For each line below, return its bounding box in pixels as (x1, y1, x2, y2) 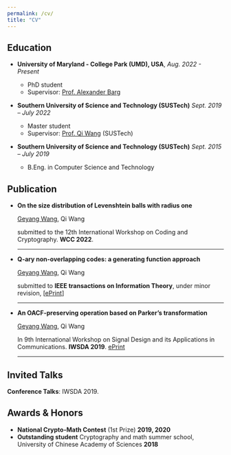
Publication (7, 183, 57, 195)
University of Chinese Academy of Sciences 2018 (16, 440, 159, 448)
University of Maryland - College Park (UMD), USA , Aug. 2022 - (16, 60, 201, 69)
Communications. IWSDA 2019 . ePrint (16, 343, 125, 351)
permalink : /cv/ (7, 10, 54, 17)
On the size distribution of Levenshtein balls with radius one (16, 201, 192, 210)
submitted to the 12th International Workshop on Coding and (16, 228, 188, 236)
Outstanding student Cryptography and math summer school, (16, 432, 195, 441)
